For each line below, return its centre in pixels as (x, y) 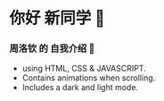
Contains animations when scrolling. (89, 78)
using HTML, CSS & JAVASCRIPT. (84, 69)
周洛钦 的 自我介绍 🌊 (52, 48)
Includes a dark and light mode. (80, 88)
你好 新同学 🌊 (57, 18)
